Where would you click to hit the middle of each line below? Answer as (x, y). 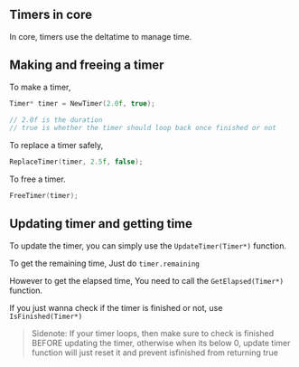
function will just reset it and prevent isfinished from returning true (154, 353)
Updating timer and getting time (101, 224)
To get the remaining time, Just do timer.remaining (105, 263)
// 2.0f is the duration (56, 120)
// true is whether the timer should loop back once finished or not (143, 128)
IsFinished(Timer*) (46, 316)
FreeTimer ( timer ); (44, 196)
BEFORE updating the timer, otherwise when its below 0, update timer (161, 343)
